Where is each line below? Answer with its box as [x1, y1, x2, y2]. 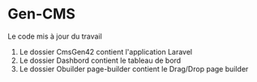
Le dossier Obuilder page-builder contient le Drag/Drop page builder [19, 64, 249, 73]
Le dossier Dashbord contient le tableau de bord [19, 55, 182, 65]
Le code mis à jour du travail [7, 31, 102, 41]
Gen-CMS [7, 5, 76, 23]
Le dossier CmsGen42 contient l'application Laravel [19, 47, 192, 56]
